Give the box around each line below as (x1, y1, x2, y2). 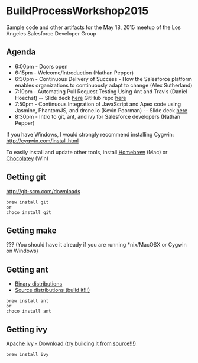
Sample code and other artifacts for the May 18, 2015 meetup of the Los (6, 24, 181, 31)
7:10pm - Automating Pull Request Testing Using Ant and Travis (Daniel (14, 87, 187, 95)
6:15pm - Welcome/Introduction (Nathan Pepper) (14, 69, 134, 76)
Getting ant (6, 264, 48, 274)
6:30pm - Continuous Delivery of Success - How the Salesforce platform (14, 75, 192, 82)
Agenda (6, 47, 36, 57)
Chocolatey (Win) (6, 155, 49, 162)
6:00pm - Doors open (14, 63, 68, 70)
